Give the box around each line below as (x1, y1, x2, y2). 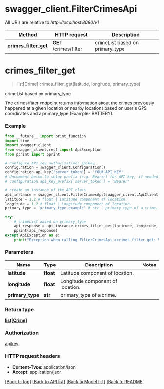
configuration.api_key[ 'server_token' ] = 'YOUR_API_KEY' (5, 170, 123, 175)
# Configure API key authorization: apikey (5, 161, 95, 165)
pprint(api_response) (14, 228, 58, 233)
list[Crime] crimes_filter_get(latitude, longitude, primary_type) (17, 81, 141, 87)
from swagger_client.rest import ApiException (5, 147, 102, 152)
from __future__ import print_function (5, 134, 86, 139)
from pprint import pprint (5, 152, 60, 157)
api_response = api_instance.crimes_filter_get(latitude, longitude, (14, 224, 159, 229)
